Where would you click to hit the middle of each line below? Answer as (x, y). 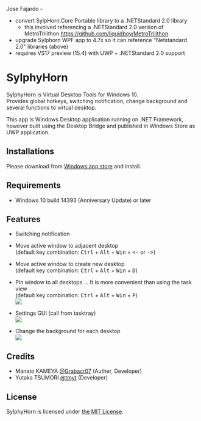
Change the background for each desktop (68, 331)
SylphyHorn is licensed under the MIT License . (65, 412)
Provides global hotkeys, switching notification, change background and (97, 101)
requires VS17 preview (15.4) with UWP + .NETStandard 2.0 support (100, 53)
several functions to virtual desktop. (51, 107)
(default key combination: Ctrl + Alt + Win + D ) (76, 270)
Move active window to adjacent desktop (67, 246)
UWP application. (28, 132)
